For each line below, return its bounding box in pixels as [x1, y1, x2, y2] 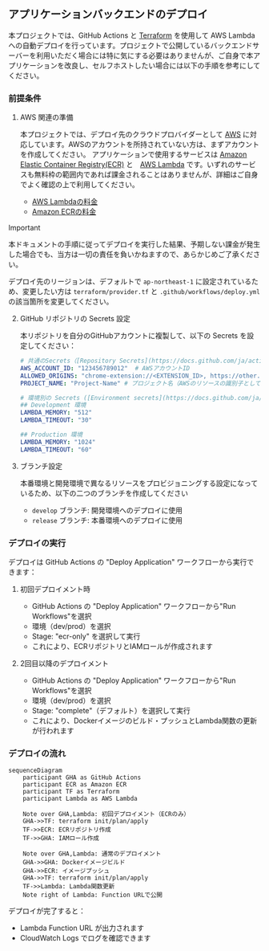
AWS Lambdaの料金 [31, 197, 98, 206]
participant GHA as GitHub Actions [22, 773, 142, 782]
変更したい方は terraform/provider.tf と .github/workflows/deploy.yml [22, 287, 260, 296]
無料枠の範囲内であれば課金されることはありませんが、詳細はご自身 [34, 169, 259, 179]
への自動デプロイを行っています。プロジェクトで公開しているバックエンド [8, 40, 253, 50]
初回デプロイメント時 [19, 585, 90, 594]
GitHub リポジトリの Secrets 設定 [19, 314, 130, 324]
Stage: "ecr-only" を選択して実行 [31, 631, 141, 641]
